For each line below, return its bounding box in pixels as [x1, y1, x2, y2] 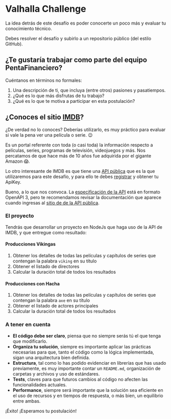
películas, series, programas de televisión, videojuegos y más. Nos [5, 147, 145, 153]
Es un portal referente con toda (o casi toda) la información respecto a [5, 142, 153, 148]
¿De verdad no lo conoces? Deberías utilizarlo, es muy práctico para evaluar [5, 126, 166, 133]
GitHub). [5, 40, 23, 47]
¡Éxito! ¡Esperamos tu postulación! [5, 408, 77, 414]
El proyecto [5, 212, 34, 219]
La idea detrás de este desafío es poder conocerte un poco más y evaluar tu [5, 20, 166, 26]
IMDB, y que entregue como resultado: [5, 229, 87, 235]
